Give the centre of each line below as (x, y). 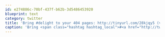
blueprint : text (22, 14)
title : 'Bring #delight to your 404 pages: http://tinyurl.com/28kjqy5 (80, 23)
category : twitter (24, 18)
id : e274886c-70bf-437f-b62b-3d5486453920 (49, 9)
